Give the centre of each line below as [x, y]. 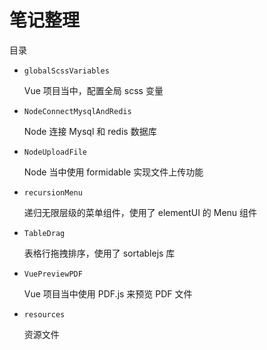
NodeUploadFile [55, 152]
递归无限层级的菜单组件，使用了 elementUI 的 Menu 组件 [140, 212]
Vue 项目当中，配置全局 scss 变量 [93, 90]
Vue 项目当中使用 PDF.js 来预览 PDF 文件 [108, 293]
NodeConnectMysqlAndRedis [77, 111]
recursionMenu [53, 192]
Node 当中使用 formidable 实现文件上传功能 [113, 172]
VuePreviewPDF [53, 274]
